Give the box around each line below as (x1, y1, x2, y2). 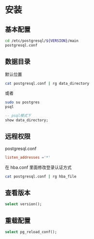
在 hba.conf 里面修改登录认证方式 (5, 164, 72, 170)
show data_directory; (5, 118, 49, 123)
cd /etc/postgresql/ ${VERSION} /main (5, 38, 79, 43)
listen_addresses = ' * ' (5, 155, 51, 160)
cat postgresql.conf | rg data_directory (5, 81, 90, 86)
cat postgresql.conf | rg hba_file (5, 174, 77, 179)
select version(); (5, 202, 42, 207)
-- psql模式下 (5, 113, 31, 118)
